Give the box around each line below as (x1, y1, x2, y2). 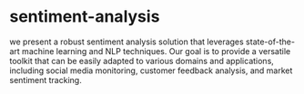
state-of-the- (245, 36, 296, 47)
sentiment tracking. (9, 74, 82, 85)
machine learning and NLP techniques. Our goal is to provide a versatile (21, 45, 291, 56)
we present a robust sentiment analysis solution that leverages (9, 36, 244, 47)
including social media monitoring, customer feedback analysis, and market (9, 65, 293, 76)
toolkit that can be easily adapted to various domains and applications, (9, 55, 275, 66)
